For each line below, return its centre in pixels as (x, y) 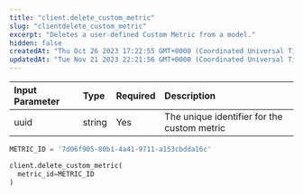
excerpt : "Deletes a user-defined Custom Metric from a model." (133, 34)
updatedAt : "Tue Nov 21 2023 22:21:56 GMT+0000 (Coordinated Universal (147, 60)
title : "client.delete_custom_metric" (82, 18)
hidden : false (36, 43)
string (95, 122)
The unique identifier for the (224, 116)
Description (190, 96)
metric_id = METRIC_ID (56, 174)
